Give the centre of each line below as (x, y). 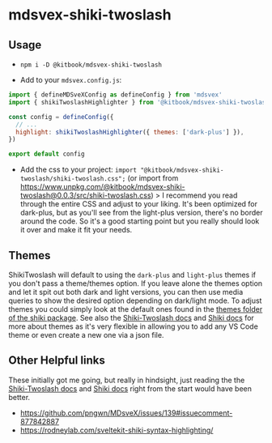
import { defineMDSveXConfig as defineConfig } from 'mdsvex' (115, 95)
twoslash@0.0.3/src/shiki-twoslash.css (85, 195)
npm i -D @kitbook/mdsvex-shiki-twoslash (91, 65)
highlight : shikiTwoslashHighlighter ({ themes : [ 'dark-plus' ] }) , (130, 132)
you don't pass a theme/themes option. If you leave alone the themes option (136, 283)
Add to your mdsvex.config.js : (71, 80)
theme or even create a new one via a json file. (86, 334)
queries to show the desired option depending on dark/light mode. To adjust (135, 300)
